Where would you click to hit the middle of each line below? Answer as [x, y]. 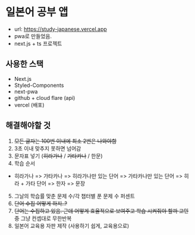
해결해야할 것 [28, 126]
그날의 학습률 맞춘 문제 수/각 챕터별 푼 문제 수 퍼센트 [74, 196]
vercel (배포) [29, 105]
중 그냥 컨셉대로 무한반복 [43, 218]
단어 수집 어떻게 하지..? [41, 203]
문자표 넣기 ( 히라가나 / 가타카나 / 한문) [58, 156]
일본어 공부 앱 [37, 12]
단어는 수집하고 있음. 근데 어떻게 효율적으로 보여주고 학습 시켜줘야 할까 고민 [101, 211]
